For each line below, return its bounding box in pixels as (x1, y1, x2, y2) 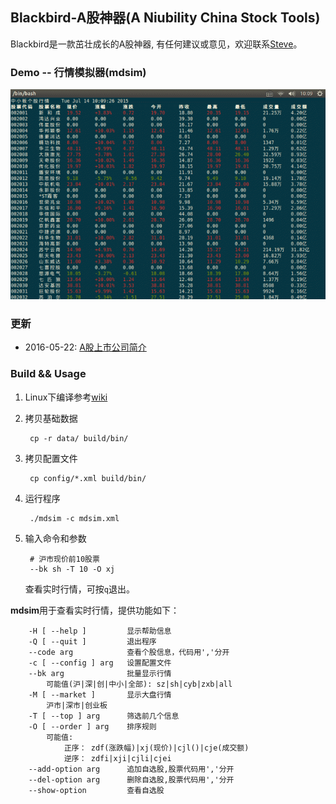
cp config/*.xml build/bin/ (29, 473, 147, 483)
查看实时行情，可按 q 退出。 (24, 583, 135, 595)
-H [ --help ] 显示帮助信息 (28, 626, 172, 636)
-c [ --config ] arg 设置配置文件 (28, 658, 172, 668)
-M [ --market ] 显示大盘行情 (28, 689, 172, 700)
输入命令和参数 (24, 532, 87, 544)
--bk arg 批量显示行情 (28, 668, 172, 678)
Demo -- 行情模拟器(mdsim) (10, 65, 147, 79)
